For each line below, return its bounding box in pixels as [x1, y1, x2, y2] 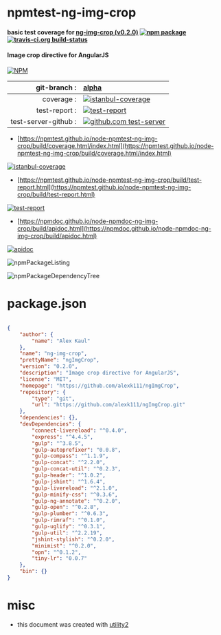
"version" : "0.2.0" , [19, 363, 78, 370]
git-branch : [35, 83, 77, 92]
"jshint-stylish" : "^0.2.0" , [32, 536, 115, 543]
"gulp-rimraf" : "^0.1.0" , [32, 517, 106, 524]
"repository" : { [19, 388, 67, 395]
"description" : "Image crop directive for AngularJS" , [19, 370, 180, 377]
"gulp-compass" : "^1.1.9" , [32, 452, 109, 459]
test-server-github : [10, 116, 77, 126]
